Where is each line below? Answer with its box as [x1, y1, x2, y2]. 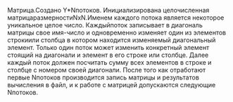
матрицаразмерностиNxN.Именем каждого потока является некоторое [7, 13, 225, 22]
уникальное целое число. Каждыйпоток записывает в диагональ [7, 21, 203, 29]
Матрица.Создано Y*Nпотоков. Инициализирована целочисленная [7, 6, 210, 14]
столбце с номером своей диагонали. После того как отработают [7, 66, 206, 74]
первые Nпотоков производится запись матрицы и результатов [7, 73, 199, 82]
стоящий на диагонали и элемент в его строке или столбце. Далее [7, 51, 209, 59]
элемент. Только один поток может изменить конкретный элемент [7, 44, 210, 51]
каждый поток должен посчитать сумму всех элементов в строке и [7, 58, 212, 66]
